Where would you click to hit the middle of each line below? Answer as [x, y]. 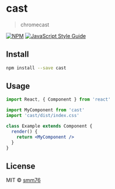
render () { [25, 131]
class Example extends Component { [49, 126]
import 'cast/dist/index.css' [43, 116]
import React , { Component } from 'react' [58, 99]
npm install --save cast [36, 68]
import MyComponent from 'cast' [45, 110]
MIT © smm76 [23, 180]
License [21, 166]
